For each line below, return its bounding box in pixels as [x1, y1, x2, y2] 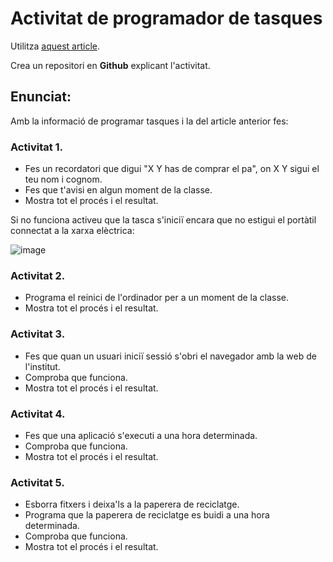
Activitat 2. [10, 268, 66, 282]
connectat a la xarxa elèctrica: [10, 225, 135, 237]
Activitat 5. [10, 475, 65, 489]
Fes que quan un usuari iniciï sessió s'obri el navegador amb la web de [24, 350, 317, 362]
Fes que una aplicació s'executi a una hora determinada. [24, 429, 258, 441]
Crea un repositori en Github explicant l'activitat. [10, 59, 211, 71]
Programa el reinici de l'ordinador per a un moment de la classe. [24, 292, 289, 304]
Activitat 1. [10, 140, 64, 154]
